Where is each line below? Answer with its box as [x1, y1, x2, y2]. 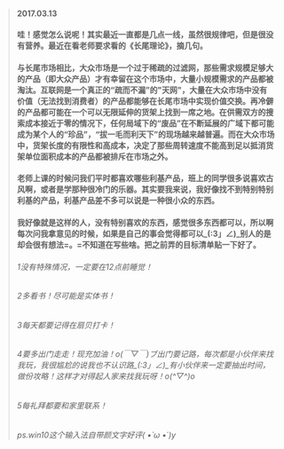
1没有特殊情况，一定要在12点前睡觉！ [16, 261, 153, 272]
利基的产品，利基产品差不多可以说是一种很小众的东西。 [16, 195, 219, 206]
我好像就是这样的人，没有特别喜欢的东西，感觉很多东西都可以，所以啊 [16, 217, 274, 227]
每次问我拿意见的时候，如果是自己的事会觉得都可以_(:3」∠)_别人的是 [16, 228, 272, 239]
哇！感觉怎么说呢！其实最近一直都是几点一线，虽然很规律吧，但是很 [16, 29, 266, 40]
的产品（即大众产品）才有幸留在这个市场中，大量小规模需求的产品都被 [16, 73, 274, 84]
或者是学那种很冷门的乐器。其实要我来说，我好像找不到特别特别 [40, 184, 274, 195]
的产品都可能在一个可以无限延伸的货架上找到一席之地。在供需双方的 [16, 106, 266, 117]
